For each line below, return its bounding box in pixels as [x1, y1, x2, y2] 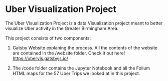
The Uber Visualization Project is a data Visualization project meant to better [5, 20, 163, 26]
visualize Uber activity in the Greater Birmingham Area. [5, 25, 119, 31]
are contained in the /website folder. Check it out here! [12, 50, 125, 56]
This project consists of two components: [5, 35, 91, 41]
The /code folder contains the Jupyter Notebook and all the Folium [12, 65, 150, 71]
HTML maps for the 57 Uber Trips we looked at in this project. [12, 70, 140, 76]
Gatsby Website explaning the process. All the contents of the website [12, 44, 158, 50]
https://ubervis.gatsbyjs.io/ [12, 55, 69, 61]
